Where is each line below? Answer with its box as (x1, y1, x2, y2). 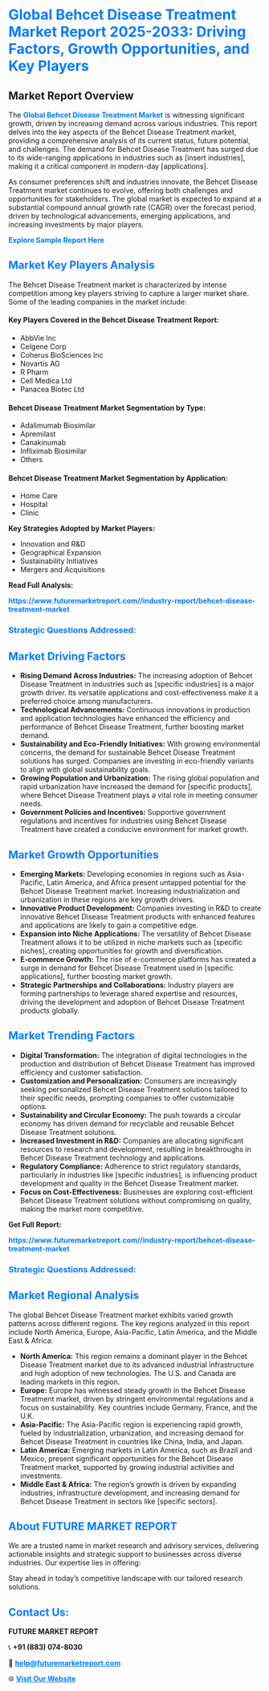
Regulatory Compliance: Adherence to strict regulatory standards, (19, 1161, 242, 1171)
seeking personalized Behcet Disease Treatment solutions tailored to (19, 1084, 247, 1094)
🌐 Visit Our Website (8, 1674, 76, 1684)
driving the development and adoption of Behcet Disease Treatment (19, 997, 245, 1006)
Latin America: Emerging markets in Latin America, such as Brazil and (19, 1445, 253, 1455)
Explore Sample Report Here (8, 235, 104, 244)
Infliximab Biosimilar (19, 446, 87, 456)
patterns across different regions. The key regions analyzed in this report (8, 1318, 251, 1328)
